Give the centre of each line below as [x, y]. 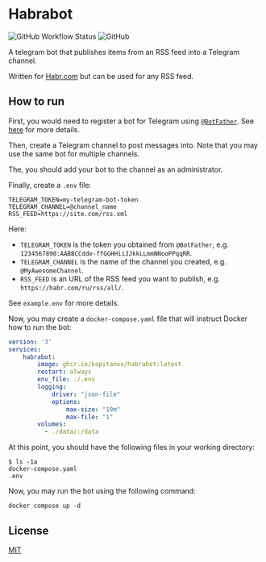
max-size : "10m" [93, 409]
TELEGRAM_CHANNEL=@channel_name [62, 206]
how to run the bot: [40, 327]
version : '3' [30, 342]
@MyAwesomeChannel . [52, 270]
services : [25, 349]
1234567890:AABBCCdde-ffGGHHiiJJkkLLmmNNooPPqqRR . [106, 253]
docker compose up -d [45, 506]
